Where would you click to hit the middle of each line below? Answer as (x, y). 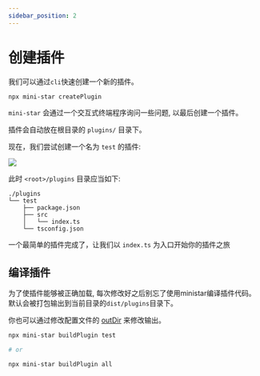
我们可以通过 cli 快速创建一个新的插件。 (73, 82)
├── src (35, 215)
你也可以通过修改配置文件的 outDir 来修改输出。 (87, 320)
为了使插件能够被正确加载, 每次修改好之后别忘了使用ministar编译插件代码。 (132, 294)
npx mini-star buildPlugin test (62, 336)
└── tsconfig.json (53, 229)
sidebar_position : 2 (43, 16)
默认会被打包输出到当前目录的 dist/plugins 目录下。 (93, 303)
